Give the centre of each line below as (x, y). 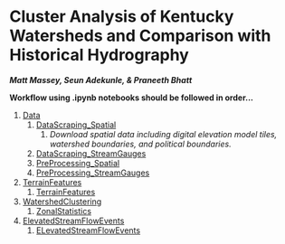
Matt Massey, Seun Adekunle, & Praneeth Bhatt (101, 80)
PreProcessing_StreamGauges (93, 173)
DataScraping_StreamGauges (91, 153)
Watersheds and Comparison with (140, 36)
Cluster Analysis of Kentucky (122, 17)
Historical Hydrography (100, 55)
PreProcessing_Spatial (78, 163)
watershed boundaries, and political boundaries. (141, 144)
